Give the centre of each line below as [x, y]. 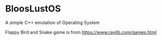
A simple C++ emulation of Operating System [52, 22]
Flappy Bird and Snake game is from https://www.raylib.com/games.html [81, 32]
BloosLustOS [33, 9]
